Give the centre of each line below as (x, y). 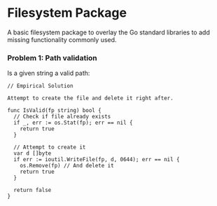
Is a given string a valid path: (49, 73)
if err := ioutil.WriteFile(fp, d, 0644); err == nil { (97, 160)
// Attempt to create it (50, 147)
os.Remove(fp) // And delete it (67, 166)
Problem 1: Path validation (52, 57)
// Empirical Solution (40, 86)
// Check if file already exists (62, 117)
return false (33, 191)
